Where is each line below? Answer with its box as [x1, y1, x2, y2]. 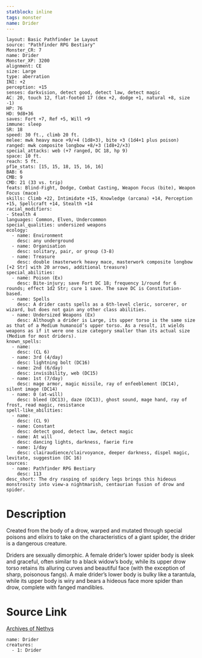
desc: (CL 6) [17, 349, 50, 355]
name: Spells [17, 296, 50, 303]
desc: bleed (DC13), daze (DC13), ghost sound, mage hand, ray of [17, 397, 188, 403]
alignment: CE [6, 63, 42, 70]
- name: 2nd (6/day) [11, 365, 63, 371]
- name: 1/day [11, 444, 47, 451]
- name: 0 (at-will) [11, 392, 63, 398]
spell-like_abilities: [6, 407, 63, 413]
